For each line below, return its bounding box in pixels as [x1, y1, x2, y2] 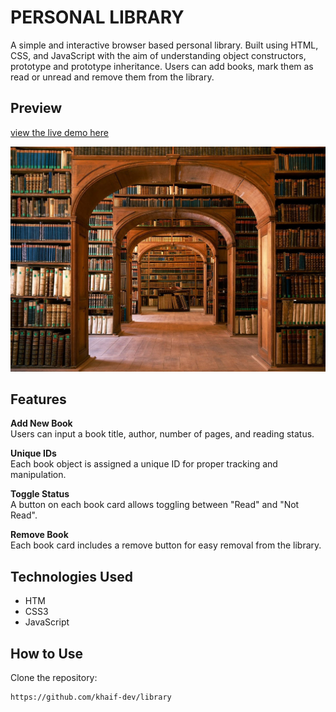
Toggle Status [10, 488, 70, 500]
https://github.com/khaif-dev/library [10, 692, 172, 702]
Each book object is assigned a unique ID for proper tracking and [10, 458, 278, 470]
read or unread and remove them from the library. [10, 71, 215, 83]
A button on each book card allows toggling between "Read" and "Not [10, 499, 300, 511]
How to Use [10, 645, 84, 662]
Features [10, 391, 67, 408]
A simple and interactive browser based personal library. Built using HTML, [10, 39, 319, 51]
